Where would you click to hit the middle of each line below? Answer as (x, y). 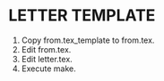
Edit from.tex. (46, 49)
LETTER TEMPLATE (82, 16)
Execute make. (49, 69)
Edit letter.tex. (47, 59)
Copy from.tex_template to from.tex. (88, 40)
